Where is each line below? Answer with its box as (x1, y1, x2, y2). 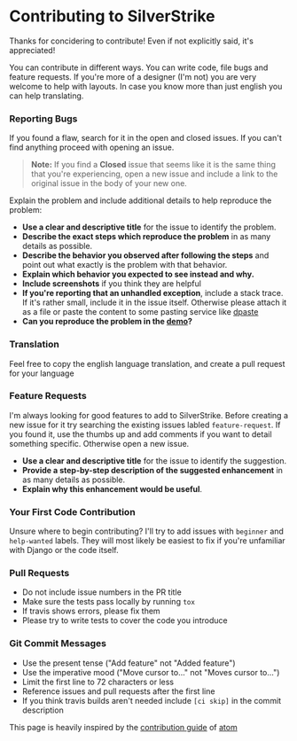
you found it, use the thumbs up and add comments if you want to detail (9, 428, 272, 440)
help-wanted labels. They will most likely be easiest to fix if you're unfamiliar (9, 535, 285, 546)
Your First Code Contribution (9, 505, 136, 518)
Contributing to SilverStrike (9, 6, 215, 27)
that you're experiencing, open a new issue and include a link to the (30, 168, 278, 179)
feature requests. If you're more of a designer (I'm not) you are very (9, 71, 257, 82)
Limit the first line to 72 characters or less (21, 676, 175, 687)
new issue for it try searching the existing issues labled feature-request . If (9, 419, 281, 430)
